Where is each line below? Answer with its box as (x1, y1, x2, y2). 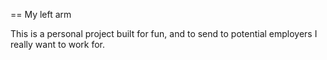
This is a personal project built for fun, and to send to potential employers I (10, 28, 318, 39)
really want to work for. (10, 39, 106, 50)
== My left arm (10, 9, 72, 20)
